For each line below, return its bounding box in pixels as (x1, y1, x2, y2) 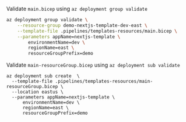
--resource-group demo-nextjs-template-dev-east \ (17, 22, 148, 28)
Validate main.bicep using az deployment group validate (6, 5, 148, 12)
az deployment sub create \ (6, 73, 80, 79)
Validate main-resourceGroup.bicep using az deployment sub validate (6, 62, 181, 69)
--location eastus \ (12, 89, 64, 95)
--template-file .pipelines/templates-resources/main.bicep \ (17, 28, 178, 34)
